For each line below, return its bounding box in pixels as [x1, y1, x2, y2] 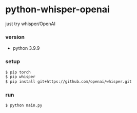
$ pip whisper [5, 74, 36, 80]
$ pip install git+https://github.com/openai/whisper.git [5, 79, 132, 84]
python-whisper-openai [5, 4, 110, 15]
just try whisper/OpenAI [5, 21, 55, 27]
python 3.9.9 [12, 45, 40, 51]
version [5, 33, 25, 41]
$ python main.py [5, 103, 43, 108]
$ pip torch [5, 69, 31, 75]
